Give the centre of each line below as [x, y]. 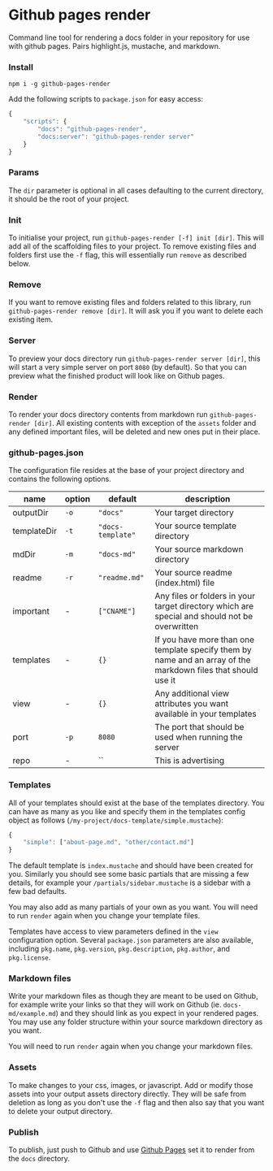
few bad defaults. [38, 891]
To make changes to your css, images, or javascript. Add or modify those [131, 1085]
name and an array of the [203, 660]
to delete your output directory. [61, 1111]
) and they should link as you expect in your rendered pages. [157, 1013]
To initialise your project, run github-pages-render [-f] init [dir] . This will [136, 238]
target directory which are [204, 606]
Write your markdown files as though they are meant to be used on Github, [133, 996]
